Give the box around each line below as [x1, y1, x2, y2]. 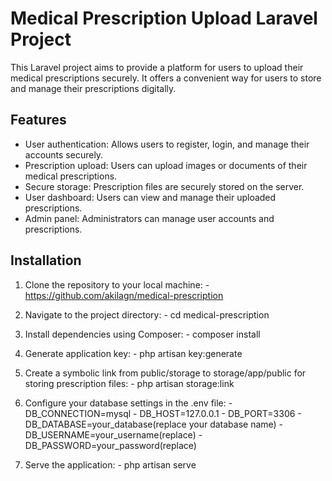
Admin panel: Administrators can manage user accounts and [24, 212, 275, 224]
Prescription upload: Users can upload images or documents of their [24, 159, 308, 171]
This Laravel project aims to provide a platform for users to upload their [10, 61, 304, 73]
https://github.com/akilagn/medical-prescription [24, 289, 224, 301]
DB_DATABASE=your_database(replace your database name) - [24, 418, 284, 430]
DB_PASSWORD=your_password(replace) [24, 439, 197, 451]
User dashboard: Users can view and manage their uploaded [24, 191, 277, 203]
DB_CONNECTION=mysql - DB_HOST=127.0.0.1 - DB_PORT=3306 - [24, 407, 302, 419]
